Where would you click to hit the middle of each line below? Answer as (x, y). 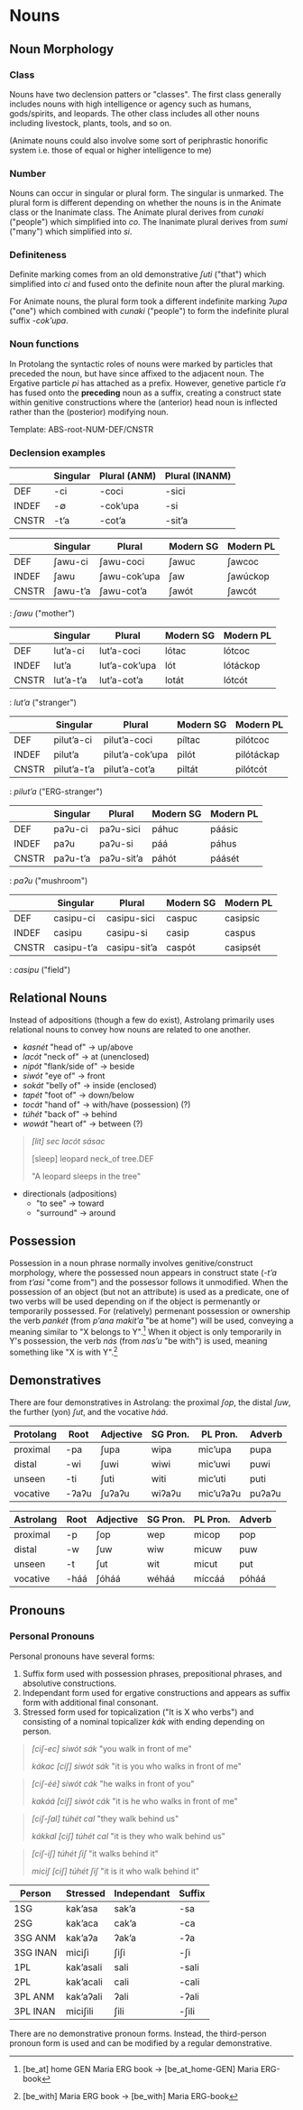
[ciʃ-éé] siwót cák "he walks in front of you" (113, 1783)
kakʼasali (84, 1967)
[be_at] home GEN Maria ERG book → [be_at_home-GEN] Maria (140, 2068)
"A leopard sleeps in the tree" (86, 1176)
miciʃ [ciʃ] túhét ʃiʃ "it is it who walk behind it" (115, 1871)
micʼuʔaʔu (220, 1493)
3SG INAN (36, 1952)
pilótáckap (257, 754)
